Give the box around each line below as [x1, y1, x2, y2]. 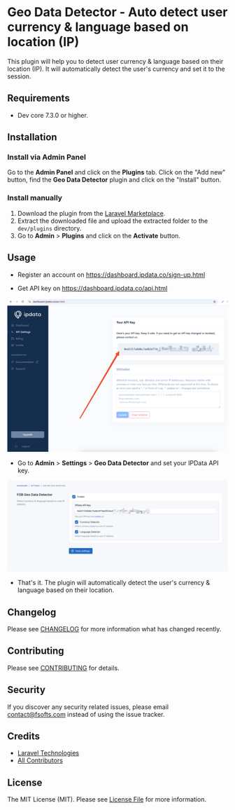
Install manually [7, 193, 63, 203]
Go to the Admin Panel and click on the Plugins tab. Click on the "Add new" [7, 168, 226, 177]
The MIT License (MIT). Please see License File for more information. [7, 795, 206, 804]
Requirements [7, 92, 70, 104]
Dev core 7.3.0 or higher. [17, 111, 89, 119]
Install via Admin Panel [7, 152, 86, 162]
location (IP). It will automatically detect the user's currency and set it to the [7, 64, 225, 73]
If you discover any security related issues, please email [7, 702, 169, 711]
